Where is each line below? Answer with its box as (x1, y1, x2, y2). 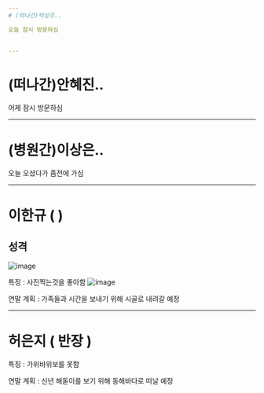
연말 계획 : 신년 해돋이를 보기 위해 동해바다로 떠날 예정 (8, 376, 174, 386)
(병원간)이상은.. (8, 141, 104, 159)
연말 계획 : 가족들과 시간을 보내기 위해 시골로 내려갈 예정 (8, 294, 180, 303)
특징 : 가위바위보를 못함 (8, 359, 80, 369)
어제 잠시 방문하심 (8, 103, 63, 112)
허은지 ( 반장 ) (8, 332, 92, 350)
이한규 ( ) (8, 206, 64, 224)
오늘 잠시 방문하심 (8, 25, 59, 34)
